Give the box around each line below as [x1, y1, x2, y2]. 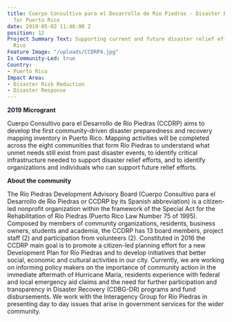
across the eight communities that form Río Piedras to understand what [7, 141, 210, 150]
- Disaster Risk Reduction [7, 81, 85, 88]
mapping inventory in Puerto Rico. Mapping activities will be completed [7, 134, 209, 142]
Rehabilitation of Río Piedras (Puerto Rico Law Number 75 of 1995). [7, 212, 198, 221]
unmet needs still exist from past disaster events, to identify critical [7, 149, 198, 157]
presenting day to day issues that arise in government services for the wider [7, 300, 224, 308]
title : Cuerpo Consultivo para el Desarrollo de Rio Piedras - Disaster [7, 10, 221, 17]
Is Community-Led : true [7, 55, 76, 62]
